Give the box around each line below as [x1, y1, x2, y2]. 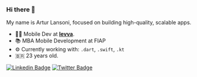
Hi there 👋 [6, 5, 36, 14]
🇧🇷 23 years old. [14, 52, 59, 59]
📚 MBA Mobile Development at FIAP [14, 37, 106, 44]
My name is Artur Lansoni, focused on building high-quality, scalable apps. [6, 19, 192, 26]
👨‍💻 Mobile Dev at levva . [14, 30, 75, 38]
